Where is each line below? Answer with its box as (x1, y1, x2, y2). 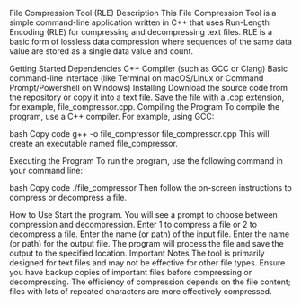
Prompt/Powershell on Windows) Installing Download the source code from (9, 83, 288, 93)
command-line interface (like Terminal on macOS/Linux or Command (9, 73, 264, 84)
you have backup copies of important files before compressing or (9, 267, 252, 277)
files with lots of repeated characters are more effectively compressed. (9, 286, 272, 296)
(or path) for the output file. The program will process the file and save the (9, 238, 285, 248)
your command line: (9, 166, 84, 175)
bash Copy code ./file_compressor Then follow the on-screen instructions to (9, 183, 292, 193)
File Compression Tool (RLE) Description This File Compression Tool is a (9, 8, 277, 18)
